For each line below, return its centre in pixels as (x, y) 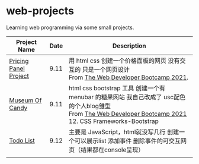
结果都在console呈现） (113, 150)
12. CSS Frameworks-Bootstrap (114, 121)
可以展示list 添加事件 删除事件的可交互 (128, 141)
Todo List (22, 140)
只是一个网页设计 (106, 70)
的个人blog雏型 (90, 106)
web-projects (40, 11)
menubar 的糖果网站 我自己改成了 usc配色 (127, 97)
